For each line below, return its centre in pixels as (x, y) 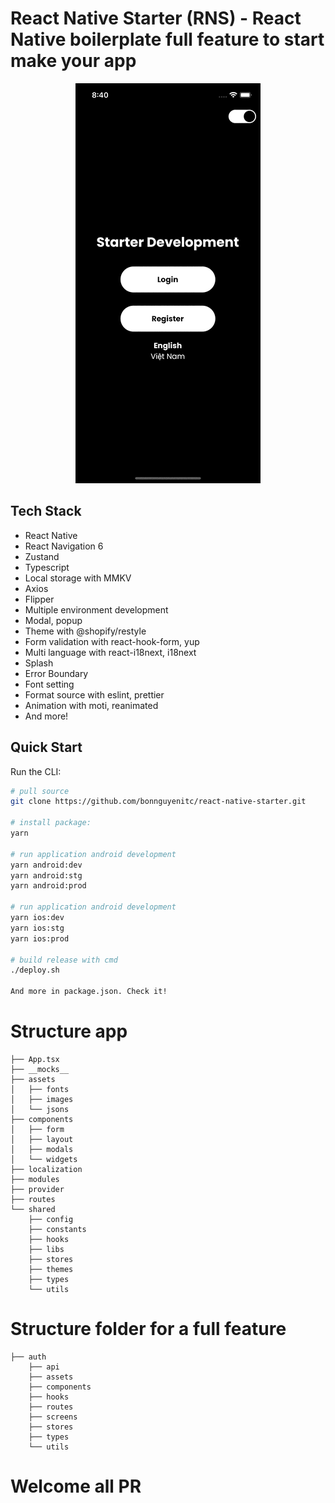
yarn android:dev (46, 865)
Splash (39, 663)
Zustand (42, 556)
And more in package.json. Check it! (89, 992)
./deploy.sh (35, 970)
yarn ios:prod (40, 938)
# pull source (40, 791)
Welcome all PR (76, 1486)
